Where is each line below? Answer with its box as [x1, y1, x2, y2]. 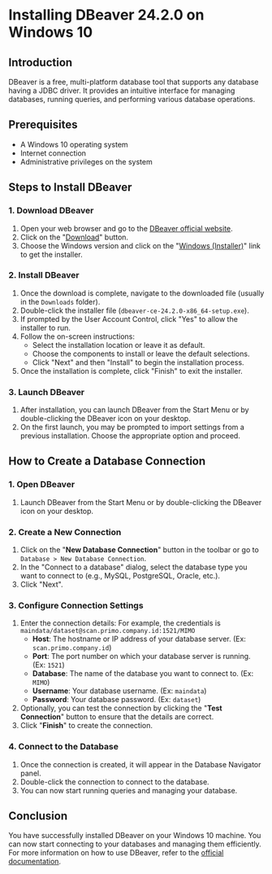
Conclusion [8, 809, 68, 823]
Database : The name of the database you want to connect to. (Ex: [32, 669, 254, 679]
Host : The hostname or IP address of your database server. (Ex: [32, 634, 246, 644]
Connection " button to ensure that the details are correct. [19, 712, 214, 722]
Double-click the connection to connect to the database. [19, 776, 209, 787]
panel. [19, 768, 42, 778]
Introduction [8, 55, 73, 69]
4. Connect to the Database [8, 741, 119, 753]
